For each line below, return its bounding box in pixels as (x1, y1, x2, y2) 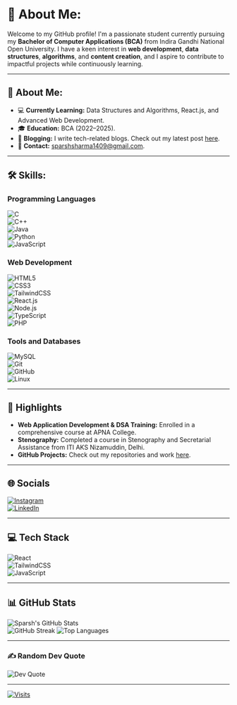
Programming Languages (7, 194, 97, 204)
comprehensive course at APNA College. (17, 428, 137, 436)
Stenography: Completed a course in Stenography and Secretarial (17, 435, 212, 443)
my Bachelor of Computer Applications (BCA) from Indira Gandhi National (7, 37, 224, 45)
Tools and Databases (7, 336, 81, 346)
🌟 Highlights (7, 402, 62, 414)
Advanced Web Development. (17, 116, 104, 124)
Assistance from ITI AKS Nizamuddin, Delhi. (17, 443, 145, 451)
